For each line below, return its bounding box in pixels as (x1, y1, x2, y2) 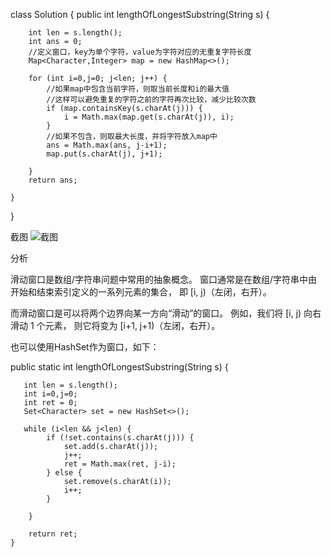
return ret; (28, 529, 78, 539)
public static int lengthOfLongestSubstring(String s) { (10, 361, 229, 373)
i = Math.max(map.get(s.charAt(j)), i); (63, 112, 235, 122)
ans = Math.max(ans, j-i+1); (46, 140, 168, 150)
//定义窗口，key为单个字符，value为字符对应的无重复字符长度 (28, 47, 252, 57)
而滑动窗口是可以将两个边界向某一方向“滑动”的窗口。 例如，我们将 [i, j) (10, 307, 302, 319)
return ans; (28, 175, 78, 185)
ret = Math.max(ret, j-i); (63, 459, 177, 469)
